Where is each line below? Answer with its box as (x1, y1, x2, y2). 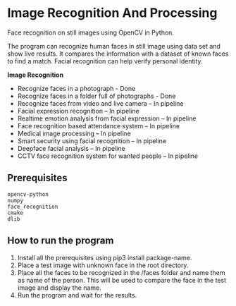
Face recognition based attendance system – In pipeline (17, 121, 180, 130)
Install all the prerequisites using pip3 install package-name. (17, 253, 192, 262)
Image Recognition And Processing (7, 5, 218, 21)
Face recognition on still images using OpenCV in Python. (7, 28, 175, 37)
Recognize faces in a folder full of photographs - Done (17, 92, 176, 100)
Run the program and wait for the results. (17, 290, 137, 299)
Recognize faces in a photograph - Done (17, 84, 136, 92)
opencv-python (7, 190, 49, 198)
